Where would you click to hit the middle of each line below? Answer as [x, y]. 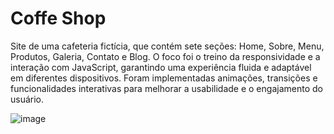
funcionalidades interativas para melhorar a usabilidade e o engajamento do [166, 88]
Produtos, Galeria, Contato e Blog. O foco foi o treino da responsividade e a [165, 56]
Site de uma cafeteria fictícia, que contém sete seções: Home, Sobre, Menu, [167, 46]
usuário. [27, 99]
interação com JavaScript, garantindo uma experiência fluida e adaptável [161, 67]
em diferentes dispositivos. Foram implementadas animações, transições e [164, 78]
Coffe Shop [58, 18]
